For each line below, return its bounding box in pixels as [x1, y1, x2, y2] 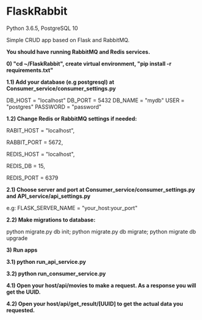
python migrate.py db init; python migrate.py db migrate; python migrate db [6, 228, 197, 235]
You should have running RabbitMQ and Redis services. [6, 48, 151, 56]
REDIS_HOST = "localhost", [6, 150, 75, 158]
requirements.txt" [6, 66, 54, 74]
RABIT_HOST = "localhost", [6, 126, 75, 134]
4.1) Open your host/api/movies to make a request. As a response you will [6, 282, 197, 289]
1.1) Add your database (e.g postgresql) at [6, 78, 115, 85]
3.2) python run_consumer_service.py [6, 270, 106, 277]
